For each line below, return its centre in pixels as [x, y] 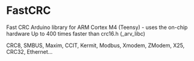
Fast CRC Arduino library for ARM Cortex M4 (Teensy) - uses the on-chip [97, 27]
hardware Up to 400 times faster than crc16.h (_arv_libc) [76, 33]
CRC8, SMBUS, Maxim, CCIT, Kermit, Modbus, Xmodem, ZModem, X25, [95, 45]
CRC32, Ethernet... [30, 51]
